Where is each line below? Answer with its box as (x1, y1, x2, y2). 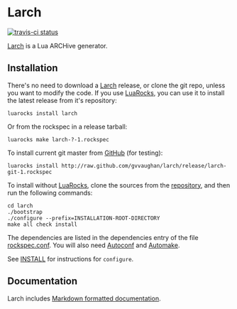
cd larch (7, 202, 33, 210)
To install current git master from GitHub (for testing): (7, 148, 163, 157)
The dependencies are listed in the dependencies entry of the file (7, 233, 199, 242)
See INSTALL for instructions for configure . (7, 254, 134, 263)
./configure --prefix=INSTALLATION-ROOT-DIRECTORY (7, 215, 160, 222)
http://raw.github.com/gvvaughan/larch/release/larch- (61, 162, 227, 169)
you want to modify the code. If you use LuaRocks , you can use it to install (7, 88, 225, 97)
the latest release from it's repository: (7, 96, 117, 104)
